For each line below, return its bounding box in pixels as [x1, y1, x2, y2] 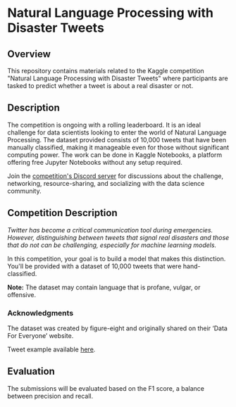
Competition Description [7, 207, 118, 219]
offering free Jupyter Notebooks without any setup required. [7, 158, 183, 166]
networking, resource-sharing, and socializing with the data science [7, 179, 205, 187]
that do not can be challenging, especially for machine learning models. [7, 241, 217, 249]
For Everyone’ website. [7, 331, 74, 339]
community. [7, 187, 42, 195]
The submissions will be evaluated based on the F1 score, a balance [7, 384, 205, 392]
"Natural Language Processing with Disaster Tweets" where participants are [7, 74, 228, 82]
